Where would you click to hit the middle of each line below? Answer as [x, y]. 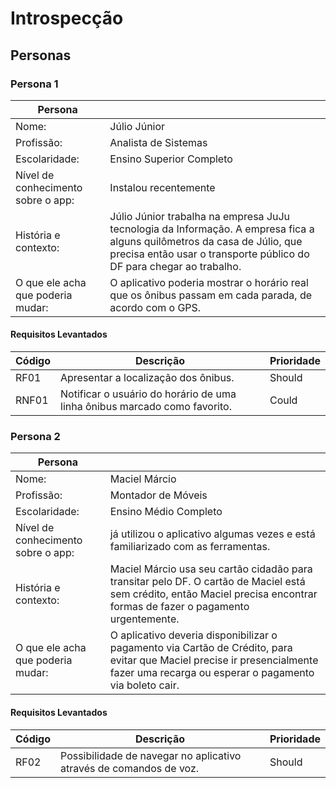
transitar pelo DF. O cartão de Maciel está [207, 582]
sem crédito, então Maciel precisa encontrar [213, 594]
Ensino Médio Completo [166, 512]
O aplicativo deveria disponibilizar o [193, 635]
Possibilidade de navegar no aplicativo [151, 755]
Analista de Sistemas [158, 142]
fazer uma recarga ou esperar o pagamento [212, 673]
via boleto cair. [144, 685]
